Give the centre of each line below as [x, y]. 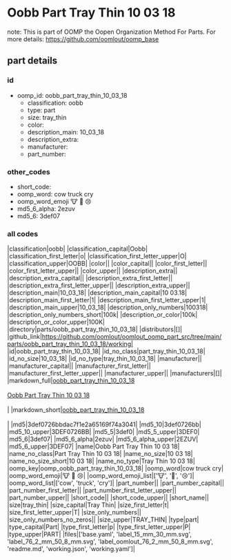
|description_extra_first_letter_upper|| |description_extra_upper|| [99, 286]
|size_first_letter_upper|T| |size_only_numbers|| [74, 512]
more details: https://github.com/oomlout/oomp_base [83, 39]
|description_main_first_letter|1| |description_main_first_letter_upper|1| [107, 300]
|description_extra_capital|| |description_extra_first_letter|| [90, 278]
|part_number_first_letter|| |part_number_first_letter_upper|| [92, 490]
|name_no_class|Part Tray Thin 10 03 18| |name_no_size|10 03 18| [100, 454]
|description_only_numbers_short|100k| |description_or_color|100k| [102, 315]
